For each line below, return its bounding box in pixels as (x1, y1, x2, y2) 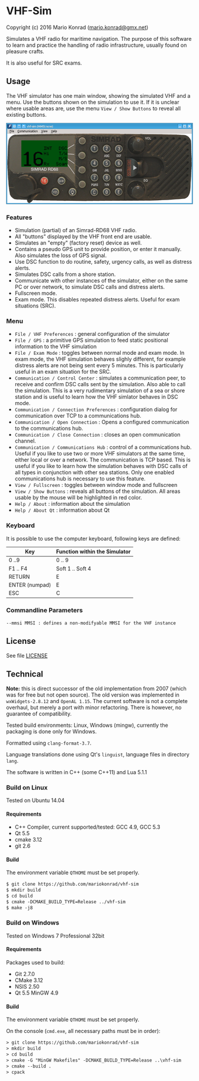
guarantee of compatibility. (6, 710, 72, 717)
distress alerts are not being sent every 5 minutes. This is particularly (14, 362, 184, 369)
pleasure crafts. (6, 47, 44, 54)
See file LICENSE (6, 652, 48, 659)
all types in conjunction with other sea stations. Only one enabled (14, 469, 175, 476)
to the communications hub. (14, 425, 84, 432)
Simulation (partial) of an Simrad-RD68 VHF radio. (14, 226, 137, 233)
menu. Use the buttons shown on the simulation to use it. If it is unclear (6, 98, 179, 105)
